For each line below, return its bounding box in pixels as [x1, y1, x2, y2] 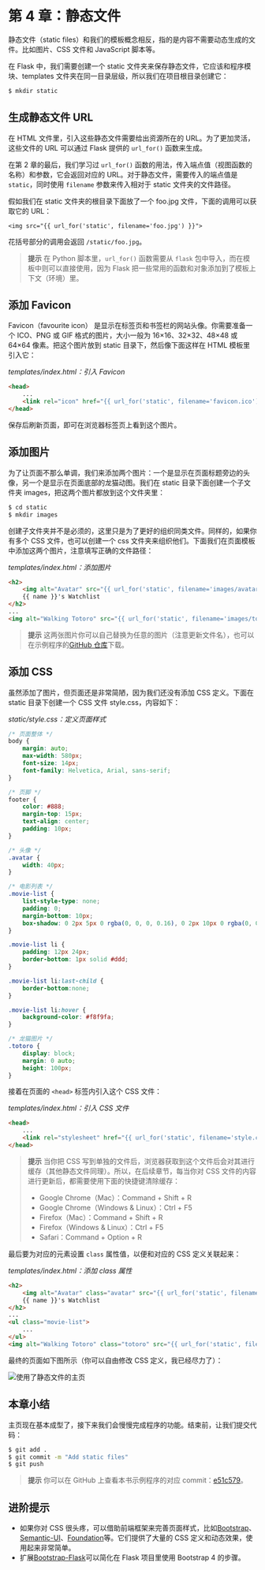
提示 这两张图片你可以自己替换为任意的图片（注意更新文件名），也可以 [27, 630, 255, 640]
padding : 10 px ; [22, 825, 73, 833]
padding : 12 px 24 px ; [22, 948, 90, 957]
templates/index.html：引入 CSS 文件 [8, 1103, 129, 1113]
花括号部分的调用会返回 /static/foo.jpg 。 [8, 237, 147, 246]
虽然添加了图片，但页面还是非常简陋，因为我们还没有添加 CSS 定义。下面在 [8, 688, 255, 697]
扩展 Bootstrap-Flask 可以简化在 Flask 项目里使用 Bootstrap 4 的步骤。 [19, 1553, 246, 1562]
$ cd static [8, 503, 47, 511]
